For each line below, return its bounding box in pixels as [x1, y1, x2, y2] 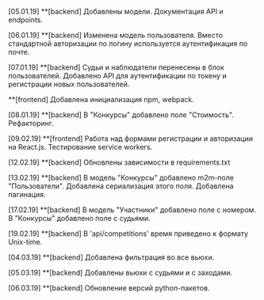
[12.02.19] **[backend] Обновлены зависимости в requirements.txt [8, 158, 231, 167]
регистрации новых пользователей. [8, 79, 130, 89]
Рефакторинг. [8, 119, 54, 127]
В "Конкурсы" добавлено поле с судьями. [8, 214, 151, 222]
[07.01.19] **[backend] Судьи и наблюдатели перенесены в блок [8, 63, 224, 72]
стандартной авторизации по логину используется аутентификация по [8, 39, 248, 48]
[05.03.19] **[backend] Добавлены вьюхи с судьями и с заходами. [8, 268, 233, 277]
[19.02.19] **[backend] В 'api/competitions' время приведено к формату [8, 229, 248, 238]
